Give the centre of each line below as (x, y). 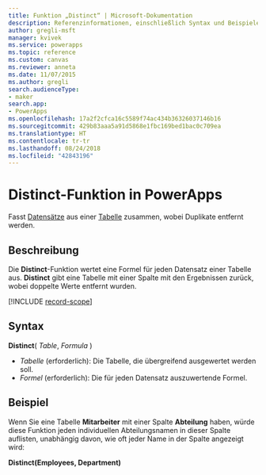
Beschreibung (44, 250)
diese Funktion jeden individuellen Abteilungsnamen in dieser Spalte (120, 430)
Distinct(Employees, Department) (65, 462)
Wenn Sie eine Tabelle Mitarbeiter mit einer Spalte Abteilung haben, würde (131, 422)
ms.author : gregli (38, 82)
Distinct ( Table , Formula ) (50, 345)
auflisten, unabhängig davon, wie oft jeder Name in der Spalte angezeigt (126, 439)
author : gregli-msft (42, 30)
